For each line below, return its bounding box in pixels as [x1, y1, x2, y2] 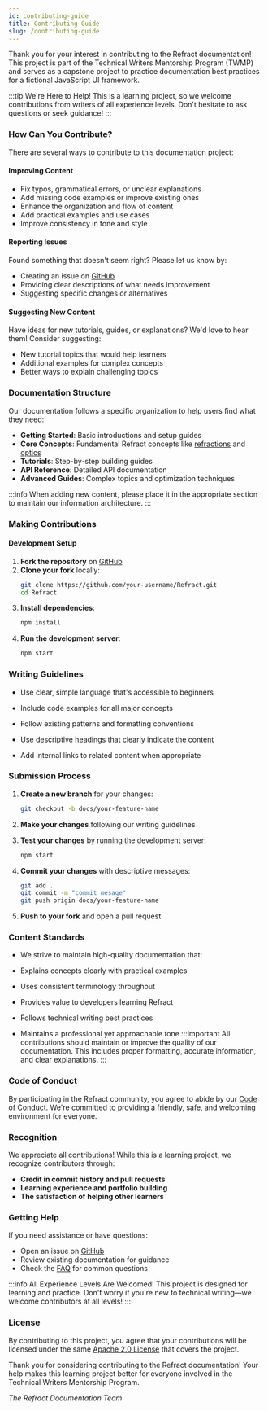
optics [19, 447, 42, 457]
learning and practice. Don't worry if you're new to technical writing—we [8, 1288, 252, 1298]
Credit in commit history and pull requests [19, 1174, 166, 1185]
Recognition [8, 1131, 58, 1142]
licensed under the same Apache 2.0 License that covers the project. [8, 1344, 240, 1354]
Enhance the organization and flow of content [19, 201, 174, 211]
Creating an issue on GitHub [19, 271, 115, 281]
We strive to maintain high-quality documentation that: [19, 950, 203, 960]
